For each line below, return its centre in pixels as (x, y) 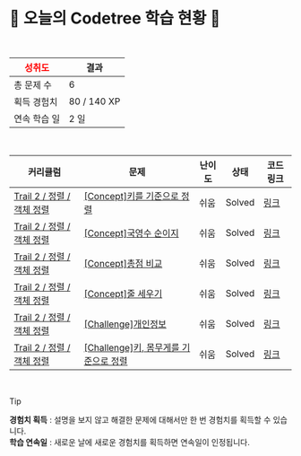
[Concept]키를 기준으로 (131, 196)
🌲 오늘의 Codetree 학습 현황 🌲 (115, 18)
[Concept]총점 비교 (123, 263)
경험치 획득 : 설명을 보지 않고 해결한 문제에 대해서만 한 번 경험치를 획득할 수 (140, 419)
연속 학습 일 (37, 118)
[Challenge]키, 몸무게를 (132, 347)
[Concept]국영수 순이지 (131, 232)
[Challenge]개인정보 (125, 324)
